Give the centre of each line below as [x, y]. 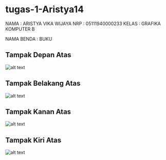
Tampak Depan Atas [38, 55]
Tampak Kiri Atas [33, 140]
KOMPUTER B [20, 29]
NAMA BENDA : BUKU [29, 39]
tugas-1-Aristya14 [44, 9]
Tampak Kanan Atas [38, 112]
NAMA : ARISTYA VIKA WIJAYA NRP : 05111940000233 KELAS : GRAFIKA [83, 24]
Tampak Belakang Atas [43, 84]
